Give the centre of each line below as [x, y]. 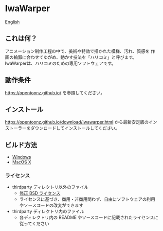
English [12, 22]
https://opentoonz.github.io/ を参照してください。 [55, 92]
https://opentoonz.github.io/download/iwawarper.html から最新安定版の [77, 122]
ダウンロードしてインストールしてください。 [75, 128]
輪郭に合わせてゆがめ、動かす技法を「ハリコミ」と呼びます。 [75, 57]
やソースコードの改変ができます [51, 205]
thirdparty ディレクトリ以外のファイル [50, 187]
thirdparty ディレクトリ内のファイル [48, 212]
